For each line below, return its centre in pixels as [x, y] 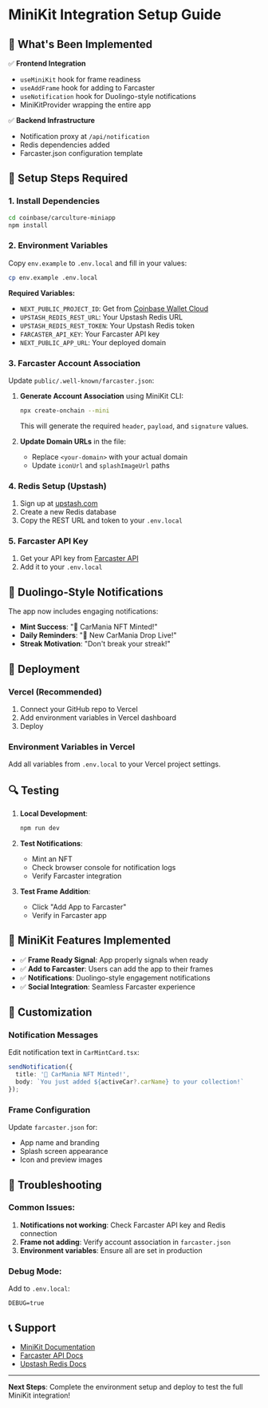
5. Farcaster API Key [48, 541]
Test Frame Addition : [55, 891]
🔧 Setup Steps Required [68, 179]
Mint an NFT [52, 859]
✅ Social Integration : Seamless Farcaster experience [107, 986]
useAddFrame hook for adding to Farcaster [87, 88]
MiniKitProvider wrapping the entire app [85, 105]
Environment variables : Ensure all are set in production [111, 1250]
